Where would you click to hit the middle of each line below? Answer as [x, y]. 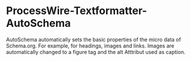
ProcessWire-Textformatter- [77, 11]
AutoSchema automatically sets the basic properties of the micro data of [94, 39]
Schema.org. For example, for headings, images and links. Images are [90, 46]
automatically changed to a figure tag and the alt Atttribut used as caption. [96, 52]
